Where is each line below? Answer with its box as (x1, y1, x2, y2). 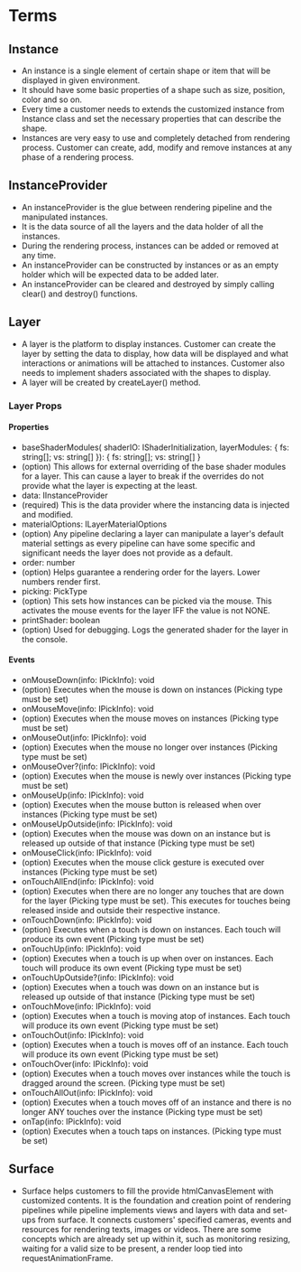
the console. (21, 633, 68, 644)
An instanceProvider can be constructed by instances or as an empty (21, 259, 279, 270)
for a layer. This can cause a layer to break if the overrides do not (21, 471, 264, 482)
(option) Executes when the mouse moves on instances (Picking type (21, 713, 279, 724)
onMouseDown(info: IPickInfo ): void (21, 674, 155, 685)
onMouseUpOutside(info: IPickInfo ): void (21, 818, 173, 829)
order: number (21, 556, 76, 567)
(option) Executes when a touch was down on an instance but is (21, 981, 260, 992)
